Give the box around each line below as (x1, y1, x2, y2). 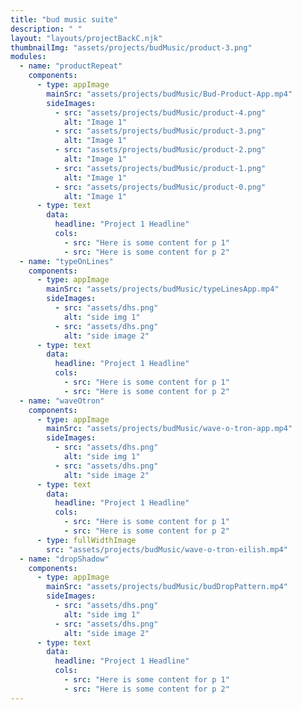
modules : (10, 52, 47, 62)
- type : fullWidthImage (36, 535, 137, 545)
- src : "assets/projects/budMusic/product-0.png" (54, 182, 267, 192)
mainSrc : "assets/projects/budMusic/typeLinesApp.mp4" (46, 284, 280, 295)
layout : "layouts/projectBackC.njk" (10, 33, 163, 43)
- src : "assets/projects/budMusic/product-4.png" (54, 107, 267, 118)
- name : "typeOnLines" (19, 256, 114, 266)
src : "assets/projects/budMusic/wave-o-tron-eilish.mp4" (46, 544, 288, 555)
